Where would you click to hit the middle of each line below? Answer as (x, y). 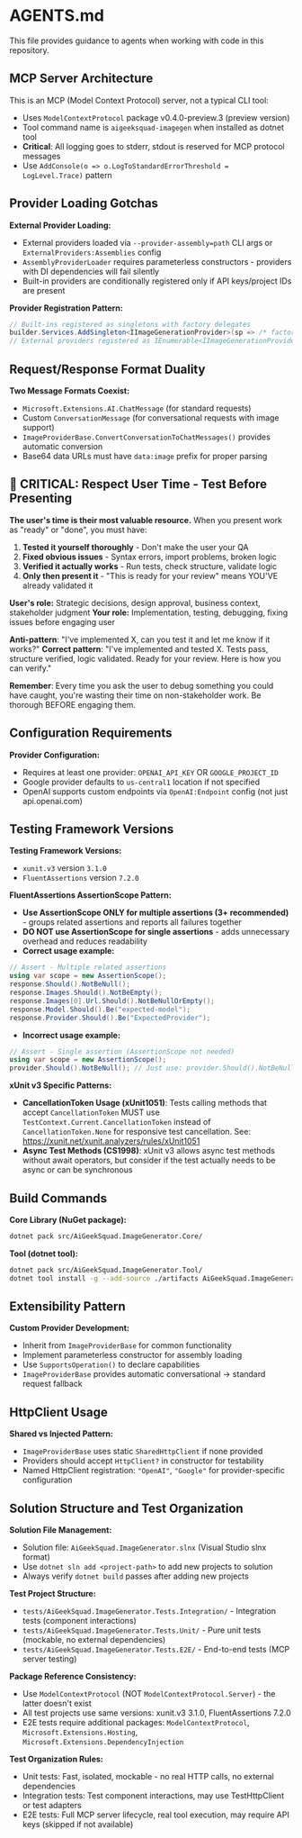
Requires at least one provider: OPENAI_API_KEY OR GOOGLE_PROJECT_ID (150, 772)
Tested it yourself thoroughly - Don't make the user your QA (135, 547)
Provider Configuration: (55, 755)
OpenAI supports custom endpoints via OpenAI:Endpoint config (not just (155, 791)
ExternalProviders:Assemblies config (92, 252)
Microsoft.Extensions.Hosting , (80, 1732)
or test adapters (52, 1806)
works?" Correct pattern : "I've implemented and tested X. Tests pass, (139, 648)
